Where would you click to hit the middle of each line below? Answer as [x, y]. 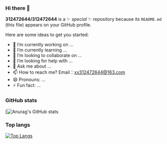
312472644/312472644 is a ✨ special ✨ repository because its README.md [83, 19]
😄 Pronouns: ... [29, 80]
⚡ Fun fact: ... [27, 85]
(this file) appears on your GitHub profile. [49, 25]
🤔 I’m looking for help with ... [43, 61]
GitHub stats [21, 100]
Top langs [18, 125]
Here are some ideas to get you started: [47, 35]
